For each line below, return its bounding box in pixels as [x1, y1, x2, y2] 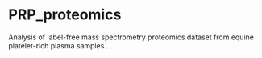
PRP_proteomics [8, 6, 122, 24]
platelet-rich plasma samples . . [8, 40, 113, 50]
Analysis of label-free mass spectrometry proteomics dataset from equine [8, 32, 254, 42]
